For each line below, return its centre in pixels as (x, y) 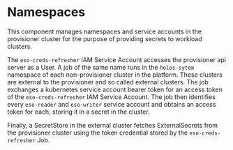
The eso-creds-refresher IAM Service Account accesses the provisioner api (117, 59)
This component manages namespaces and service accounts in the (105, 31)
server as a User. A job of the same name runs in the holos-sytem (101, 67)
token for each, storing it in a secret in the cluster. (78, 112)
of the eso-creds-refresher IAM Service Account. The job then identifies (112, 97)
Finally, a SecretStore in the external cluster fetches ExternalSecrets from (113, 125)
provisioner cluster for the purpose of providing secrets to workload (105, 38)
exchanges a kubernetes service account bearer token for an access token (115, 89)
